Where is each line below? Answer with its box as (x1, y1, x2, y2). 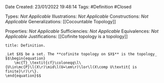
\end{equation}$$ (5, 73, 41, 78)
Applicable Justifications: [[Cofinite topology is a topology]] (5, 34, 128, 39)
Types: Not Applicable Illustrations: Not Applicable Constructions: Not (5, 13, 149, 19)
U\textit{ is (110, 65, 137, 70)
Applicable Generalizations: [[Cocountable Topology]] (5, 19, 116, 24)
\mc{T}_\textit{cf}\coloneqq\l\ (14, 60, 81, 65)
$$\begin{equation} (5, 56, 46, 61)
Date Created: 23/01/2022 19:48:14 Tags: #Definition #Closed (5, 4, 132, 9)
